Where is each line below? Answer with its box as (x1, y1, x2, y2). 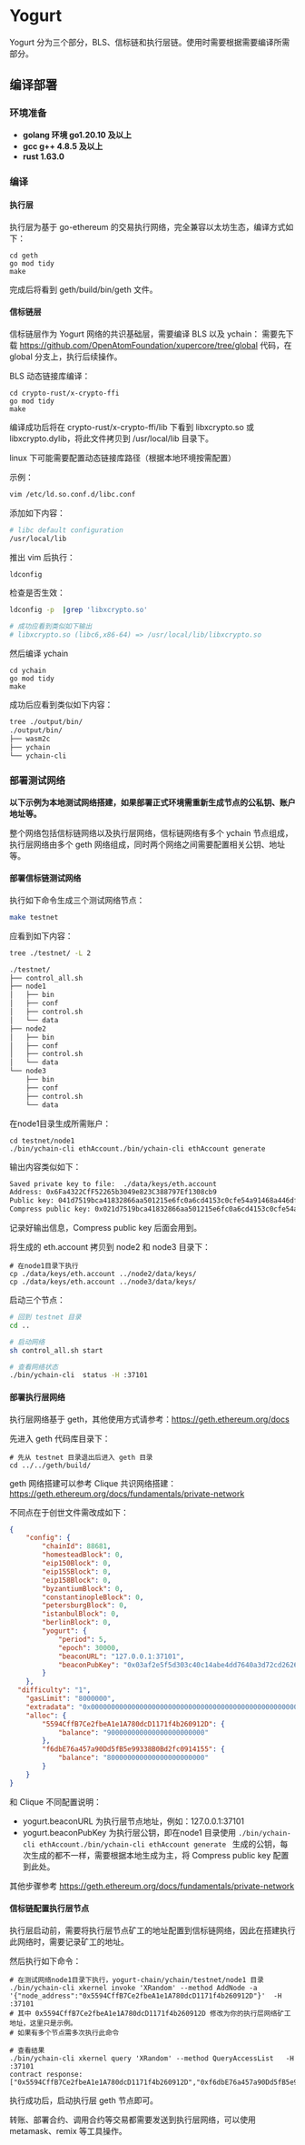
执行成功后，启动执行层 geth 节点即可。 (9, 2094, 159, 2106)
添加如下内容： (9, 507, 65, 519)
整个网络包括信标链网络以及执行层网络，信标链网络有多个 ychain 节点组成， (9, 827, 293, 838)
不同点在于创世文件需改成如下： (9, 1506, 129, 1517)
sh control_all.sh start (9, 1345, 103, 1355)
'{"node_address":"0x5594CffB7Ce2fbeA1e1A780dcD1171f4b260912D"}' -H (9, 1991, 282, 2000)
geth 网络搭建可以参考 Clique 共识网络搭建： (9, 1477, 177, 1488)
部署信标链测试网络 (9, 872, 82, 883)
